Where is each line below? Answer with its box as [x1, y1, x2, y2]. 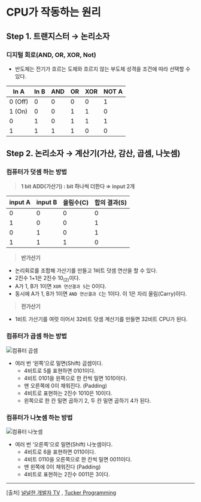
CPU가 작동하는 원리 [6, 5, 101, 19]
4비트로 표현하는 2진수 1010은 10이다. [23, 390, 112, 397]
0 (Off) [9, 97, 29, 105]
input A [9, 198, 31, 206]
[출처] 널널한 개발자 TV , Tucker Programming [6, 489, 117, 496]
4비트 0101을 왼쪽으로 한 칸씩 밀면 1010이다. [23, 375, 127, 382]
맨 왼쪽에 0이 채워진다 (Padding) [23, 463, 101, 470]
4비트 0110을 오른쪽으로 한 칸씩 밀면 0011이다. [23, 455, 132, 463]
